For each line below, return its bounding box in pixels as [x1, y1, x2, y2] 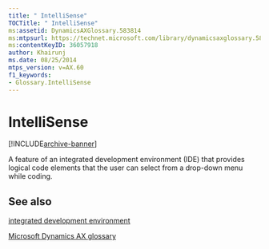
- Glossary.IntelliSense [8, 78, 91, 86]
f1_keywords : [8, 71, 52, 79]
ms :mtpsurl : [8, 34, 48, 42]
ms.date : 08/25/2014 [8, 57, 78, 65]
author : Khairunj [8, 49, 66, 57]
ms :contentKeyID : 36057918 [8, 41, 98, 49]
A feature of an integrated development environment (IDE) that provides [8, 155, 246, 164]
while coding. [8, 172, 53, 181]
